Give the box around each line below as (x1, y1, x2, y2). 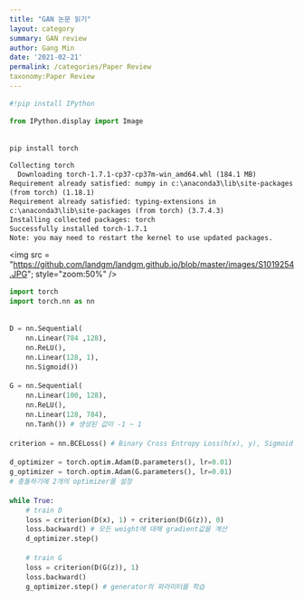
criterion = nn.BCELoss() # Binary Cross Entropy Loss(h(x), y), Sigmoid (9, 439, 294, 448)
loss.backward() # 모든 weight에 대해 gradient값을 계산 (25, 525, 228, 534)
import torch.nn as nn (9, 297, 95, 306)
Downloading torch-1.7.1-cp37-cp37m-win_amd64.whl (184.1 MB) (17, 170, 257, 179)
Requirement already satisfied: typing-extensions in (9, 198, 217, 207)
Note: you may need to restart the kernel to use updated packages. (9, 234, 273, 243)
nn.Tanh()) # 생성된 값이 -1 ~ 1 (25, 420, 142, 429)
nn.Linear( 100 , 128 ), (25, 391, 107, 401)
